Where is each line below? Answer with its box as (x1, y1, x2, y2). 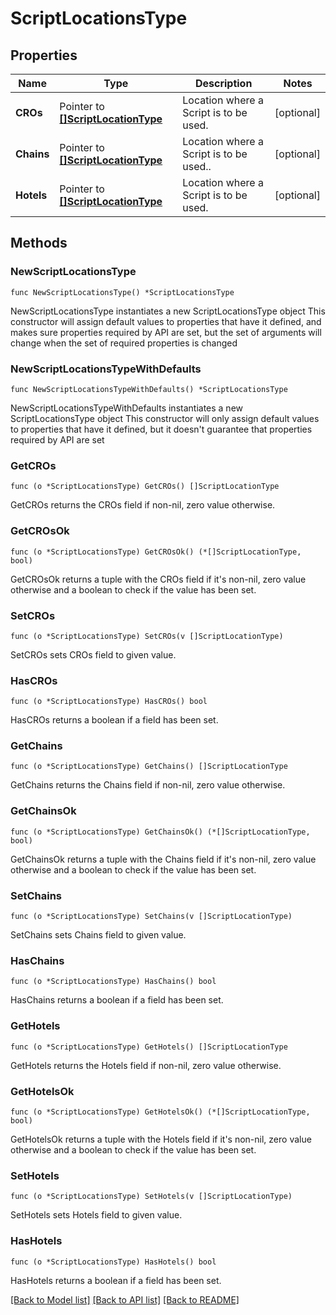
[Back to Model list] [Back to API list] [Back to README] (10, 1293, 240, 1306)
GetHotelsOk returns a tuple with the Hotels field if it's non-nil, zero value (10, 1133, 312, 1145)
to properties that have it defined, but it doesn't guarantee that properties (10, 423, 313, 435)
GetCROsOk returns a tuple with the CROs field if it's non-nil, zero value (10, 573, 307, 585)
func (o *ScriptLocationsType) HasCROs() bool (10, 697, 208, 707)
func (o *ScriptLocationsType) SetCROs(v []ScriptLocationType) (10, 631, 284, 641)
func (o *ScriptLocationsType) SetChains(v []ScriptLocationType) (10, 912, 293, 922)
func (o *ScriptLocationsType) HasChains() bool (10, 977, 217, 987)
